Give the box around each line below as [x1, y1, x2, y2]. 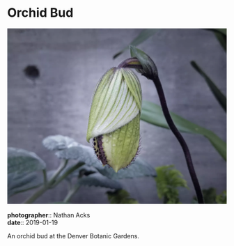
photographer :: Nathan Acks [7, 211, 91, 220]
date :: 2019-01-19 [7, 218, 58, 227]
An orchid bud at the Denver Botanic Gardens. [7, 232, 139, 240]
